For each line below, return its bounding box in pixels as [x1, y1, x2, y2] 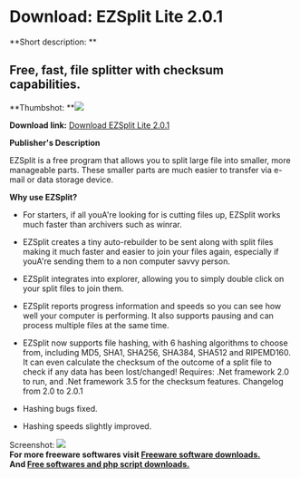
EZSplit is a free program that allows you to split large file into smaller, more [9, 154, 292, 165]
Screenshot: [9, 439, 55, 450]
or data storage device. [26, 174, 114, 185]
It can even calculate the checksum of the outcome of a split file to [22, 356, 272, 367]
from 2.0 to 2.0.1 [22, 385, 83, 396]
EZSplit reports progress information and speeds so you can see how [22, 300, 282, 311]
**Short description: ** [9, 36, 97, 47]
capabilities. [9, 77, 82, 93]
